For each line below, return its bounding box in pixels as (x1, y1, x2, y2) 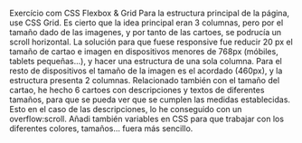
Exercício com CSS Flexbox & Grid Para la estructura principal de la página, (9, 8, 290, 18)
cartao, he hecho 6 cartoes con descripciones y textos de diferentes (9, 85, 265, 95)
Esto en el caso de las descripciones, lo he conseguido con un (9, 104, 242, 114)
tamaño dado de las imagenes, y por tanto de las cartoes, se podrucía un (9, 27, 282, 37)
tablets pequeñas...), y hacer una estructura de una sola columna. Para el (9, 56, 282, 66)
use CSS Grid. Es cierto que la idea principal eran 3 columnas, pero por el (9, 17, 284, 28)
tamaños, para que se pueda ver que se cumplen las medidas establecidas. (9, 94, 291, 105)
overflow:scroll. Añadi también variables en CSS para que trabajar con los (9, 113, 285, 124)
